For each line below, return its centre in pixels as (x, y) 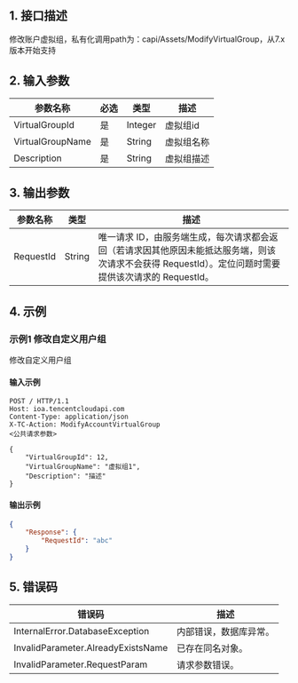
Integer (141, 124)
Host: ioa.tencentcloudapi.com (67, 409)
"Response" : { (51, 532)
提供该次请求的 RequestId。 (156, 277)
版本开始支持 (32, 50)
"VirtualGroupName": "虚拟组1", (83, 467)
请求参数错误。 (208, 664)
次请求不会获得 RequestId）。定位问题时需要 (189, 264)
